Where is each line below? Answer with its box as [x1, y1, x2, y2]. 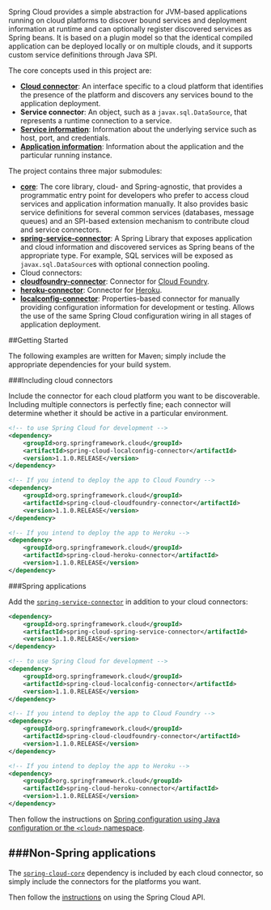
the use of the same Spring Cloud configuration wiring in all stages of [19, 311, 252, 320]
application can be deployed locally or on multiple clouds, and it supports [8, 41, 253, 51]
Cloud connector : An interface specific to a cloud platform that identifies [19, 81, 264, 91]
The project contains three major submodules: [8, 166, 163, 175]
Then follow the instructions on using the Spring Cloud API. [8, 892, 206, 902]
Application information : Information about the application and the [19, 142, 244, 151]
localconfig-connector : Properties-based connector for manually [19, 294, 240, 303]
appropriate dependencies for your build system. [8, 360, 171, 369]
